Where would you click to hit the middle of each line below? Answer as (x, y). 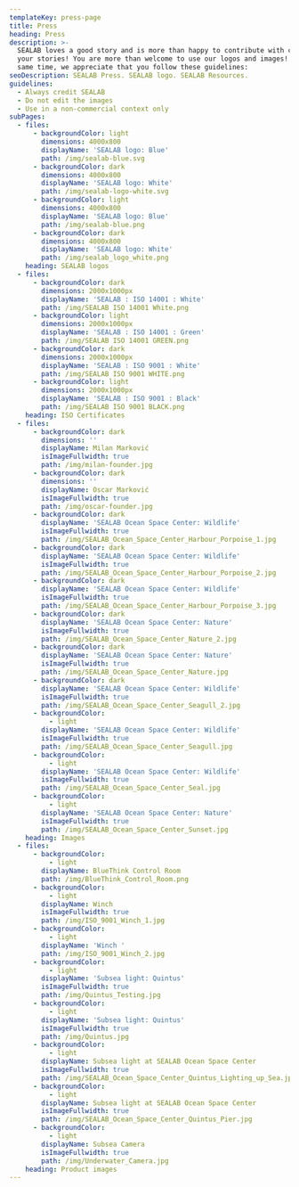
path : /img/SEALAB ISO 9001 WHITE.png (113, 374)
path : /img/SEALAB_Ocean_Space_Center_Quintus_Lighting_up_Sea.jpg (169, 1078)
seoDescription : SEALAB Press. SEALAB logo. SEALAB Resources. (129, 76)
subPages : (28, 117)
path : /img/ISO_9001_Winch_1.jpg (103, 921)
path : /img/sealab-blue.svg (93, 158)
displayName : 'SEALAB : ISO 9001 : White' (121, 365)
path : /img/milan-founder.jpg (97, 465)
